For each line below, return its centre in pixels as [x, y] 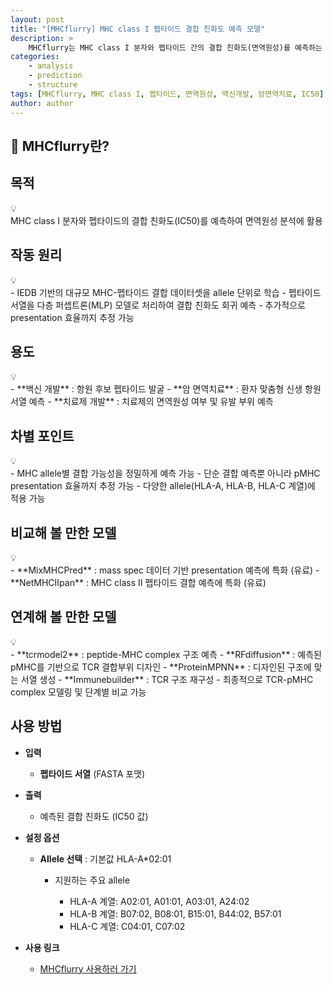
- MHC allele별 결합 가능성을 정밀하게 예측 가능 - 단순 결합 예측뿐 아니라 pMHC [165, 473]
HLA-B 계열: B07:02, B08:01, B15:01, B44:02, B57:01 [175, 913]
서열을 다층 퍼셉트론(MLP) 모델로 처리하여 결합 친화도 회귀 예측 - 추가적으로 [158, 305]
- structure [53, 85]
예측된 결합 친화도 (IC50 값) [94, 816]
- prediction [55, 76]
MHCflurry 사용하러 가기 [88, 968]
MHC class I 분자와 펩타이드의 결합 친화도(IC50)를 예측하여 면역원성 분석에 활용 [166, 220]
